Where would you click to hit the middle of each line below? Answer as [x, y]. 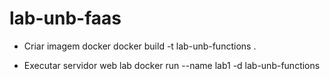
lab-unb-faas [65, 18]
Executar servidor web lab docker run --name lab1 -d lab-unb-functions [172, 65]
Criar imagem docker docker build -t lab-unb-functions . [140, 46]
